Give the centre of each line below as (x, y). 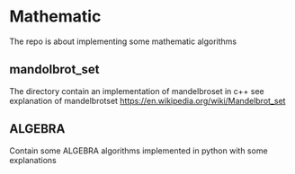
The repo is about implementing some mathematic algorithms (123, 41)
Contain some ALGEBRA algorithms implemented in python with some (139, 151)
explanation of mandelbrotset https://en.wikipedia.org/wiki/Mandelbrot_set (147, 100)
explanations (33, 160)
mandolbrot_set (55, 70)
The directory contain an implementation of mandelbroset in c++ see (137, 91)
